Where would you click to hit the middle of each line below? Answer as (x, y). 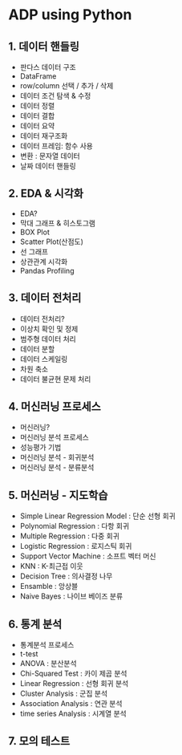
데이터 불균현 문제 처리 (55, 379)
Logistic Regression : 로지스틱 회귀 (76, 546)
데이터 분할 (37, 349)
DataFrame (38, 76)
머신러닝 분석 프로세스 (55, 437)
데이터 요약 (37, 126)
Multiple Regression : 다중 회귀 (70, 536)
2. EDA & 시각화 (46, 194)
